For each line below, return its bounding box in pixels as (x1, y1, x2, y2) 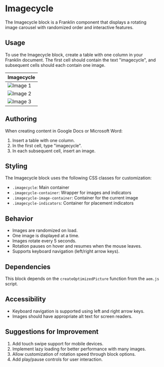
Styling (5, 162, 28, 170)
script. (5, 281, 18, 286)
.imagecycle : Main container (12, 185, 70, 191)
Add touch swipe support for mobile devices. (12, 340, 104, 346)
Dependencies (5, 262, 51, 271)
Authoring (5, 115, 37, 123)
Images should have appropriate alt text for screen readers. (12, 313, 133, 319)
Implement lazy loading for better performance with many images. (12, 346, 146, 352)
